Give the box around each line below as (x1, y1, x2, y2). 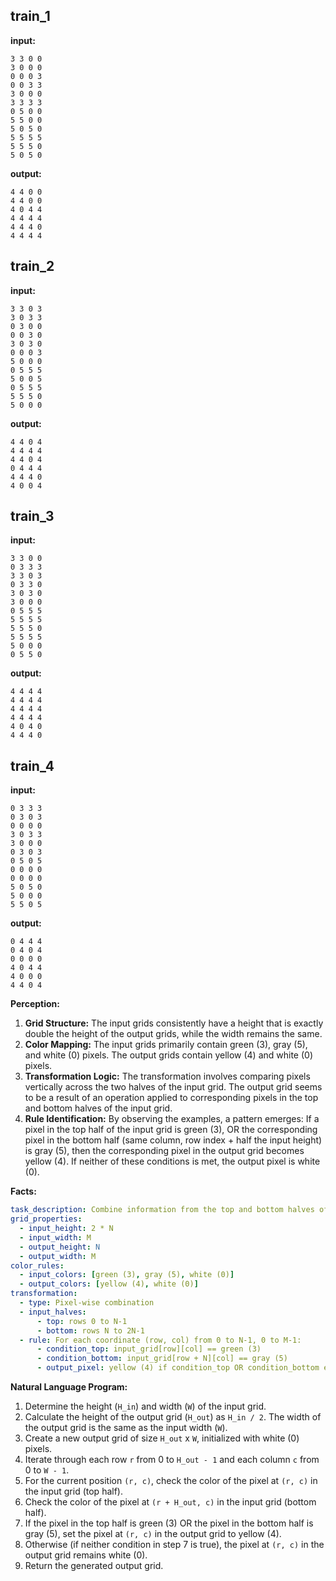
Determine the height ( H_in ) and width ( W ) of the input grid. (24, 1400, 267, 1412)
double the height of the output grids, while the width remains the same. (24, 1028, 323, 1040)
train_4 (10, 757, 55, 774)
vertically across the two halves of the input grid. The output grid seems (24, 1081, 323, 1093)
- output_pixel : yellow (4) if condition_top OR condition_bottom (36, 1363, 320, 1373)
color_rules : (10, 1260, 65, 1271)
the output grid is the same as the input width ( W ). (24, 1422, 228, 1433)
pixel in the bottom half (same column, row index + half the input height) (24, 1134, 323, 1146)
